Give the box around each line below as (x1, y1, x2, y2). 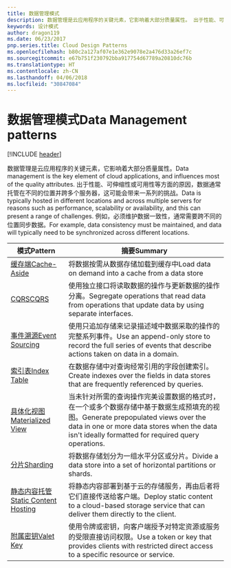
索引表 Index (10, 366, 49, 376)
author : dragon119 (7, 29, 60, 36)
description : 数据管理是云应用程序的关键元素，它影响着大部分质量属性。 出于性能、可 (7, 17, 225, 23)
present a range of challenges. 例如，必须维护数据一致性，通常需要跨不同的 (7, 212, 222, 220)
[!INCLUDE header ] (7, 150, 62, 158)
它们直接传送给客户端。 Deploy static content (68, 492, 213, 501)
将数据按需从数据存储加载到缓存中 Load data (68, 260, 211, 269)
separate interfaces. (68, 309, 133, 319)
